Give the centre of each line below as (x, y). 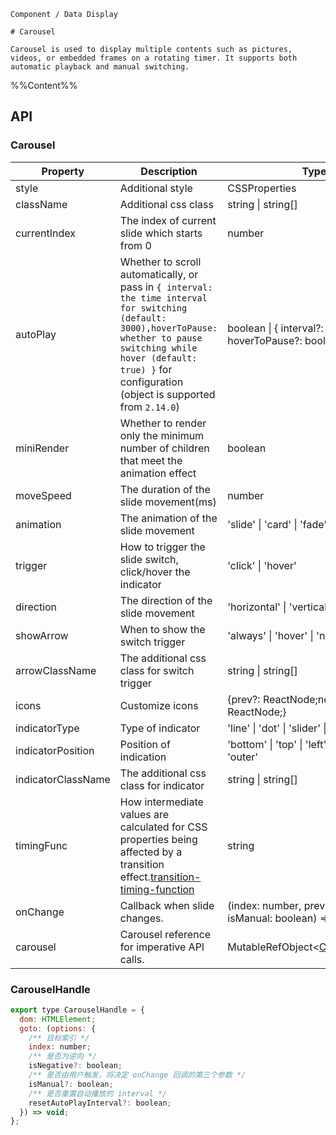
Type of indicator (160, 728)
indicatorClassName (63, 779)
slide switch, (149, 559)
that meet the (151, 460)
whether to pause (161, 338)
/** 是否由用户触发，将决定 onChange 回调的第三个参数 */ (137, 1075)
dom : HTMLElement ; (58, 1019)
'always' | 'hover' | (270, 635)
